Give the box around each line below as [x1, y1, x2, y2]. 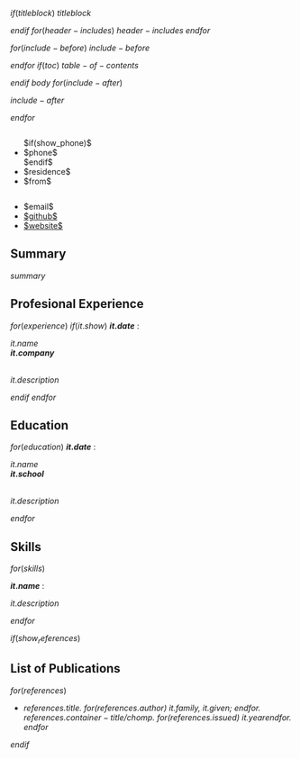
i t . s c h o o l [10, 468, 44, 480]
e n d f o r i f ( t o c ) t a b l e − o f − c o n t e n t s [10, 60, 139, 70]
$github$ [23, 211, 58, 221]
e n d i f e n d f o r [10, 392, 57, 402]
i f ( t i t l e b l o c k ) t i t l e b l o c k [10, 8, 92, 18]
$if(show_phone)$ [23, 138, 93, 148]
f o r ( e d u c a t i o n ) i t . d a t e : [10, 441, 96, 453]
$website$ [23, 221, 64, 230]
